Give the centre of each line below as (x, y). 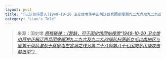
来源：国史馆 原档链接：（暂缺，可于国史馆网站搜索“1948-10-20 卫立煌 (89, 33)
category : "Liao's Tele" (31, 19)
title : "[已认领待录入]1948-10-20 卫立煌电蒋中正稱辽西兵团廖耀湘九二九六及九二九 (82, 14)
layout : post (19, 10)
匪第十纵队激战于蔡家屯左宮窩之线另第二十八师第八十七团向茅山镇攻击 (89, 46)
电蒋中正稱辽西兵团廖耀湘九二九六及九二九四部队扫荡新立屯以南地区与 (89, 39)
